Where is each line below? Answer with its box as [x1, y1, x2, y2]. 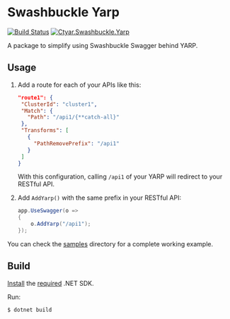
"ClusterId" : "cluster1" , [21, 100, 98, 108]
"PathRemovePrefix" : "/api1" [33, 140, 120, 147]
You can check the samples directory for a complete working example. [7, 239, 214, 248]
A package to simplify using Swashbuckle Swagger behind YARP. [7, 41, 198, 49]
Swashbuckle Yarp [7, 4, 120, 20]
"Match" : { [21, 107, 53, 114]
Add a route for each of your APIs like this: [17, 80, 142, 89]
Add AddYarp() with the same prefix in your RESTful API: [17, 193, 182, 202]
